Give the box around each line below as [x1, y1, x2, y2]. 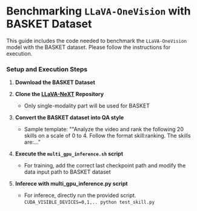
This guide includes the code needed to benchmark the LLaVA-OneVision [6, 37, 187, 44]
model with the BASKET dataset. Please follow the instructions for [6, 44, 171, 51]
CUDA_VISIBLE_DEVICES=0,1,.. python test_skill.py [24, 200, 155, 206]
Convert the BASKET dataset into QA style [15, 114, 124, 122]
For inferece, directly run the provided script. [24, 192, 136, 199]
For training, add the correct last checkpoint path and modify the [24, 162, 186, 169]
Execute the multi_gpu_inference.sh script [15, 150, 124, 158]
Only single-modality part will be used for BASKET [24, 102, 150, 109]
